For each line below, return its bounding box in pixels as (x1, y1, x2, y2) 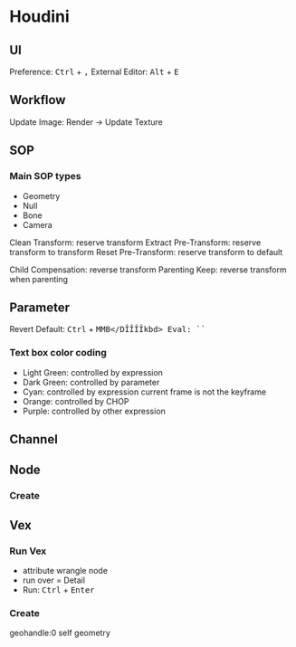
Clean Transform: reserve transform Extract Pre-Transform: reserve (9, 237, 262, 248)
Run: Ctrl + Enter (22, 585, 95, 595)
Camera (22, 219, 53, 230)
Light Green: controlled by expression (22, 366, 163, 377)
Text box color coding (9, 347, 107, 359)
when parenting (9, 273, 68, 284)
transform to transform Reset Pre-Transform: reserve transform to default (9, 246, 283, 257)
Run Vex (9, 545, 47, 557)
